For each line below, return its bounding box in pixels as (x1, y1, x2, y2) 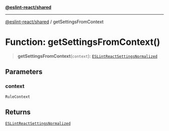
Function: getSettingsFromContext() (5, 36, 160, 48)
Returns (5, 108, 31, 116)
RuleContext (5, 94, 30, 99)
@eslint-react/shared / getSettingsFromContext (5, 19, 104, 25)
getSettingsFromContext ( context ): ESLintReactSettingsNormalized (17, 53, 157, 59)
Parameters (5, 68, 43, 76)
